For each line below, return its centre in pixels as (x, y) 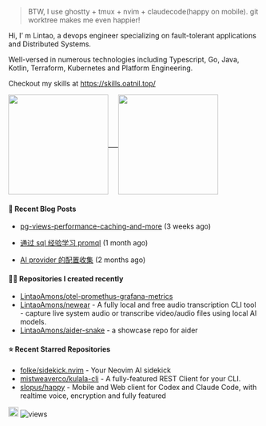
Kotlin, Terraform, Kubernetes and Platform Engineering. (101, 68)
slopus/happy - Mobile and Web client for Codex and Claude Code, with (138, 387)
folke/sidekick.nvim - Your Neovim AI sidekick (95, 370)
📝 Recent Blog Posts (42, 209)
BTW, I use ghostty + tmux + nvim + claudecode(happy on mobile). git (143, 12)
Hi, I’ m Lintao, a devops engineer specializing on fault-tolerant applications (133, 36)
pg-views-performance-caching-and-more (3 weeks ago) (115, 226)
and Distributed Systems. (50, 44)
